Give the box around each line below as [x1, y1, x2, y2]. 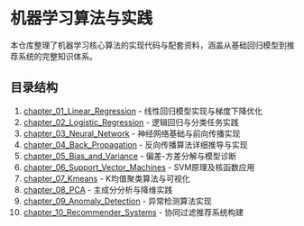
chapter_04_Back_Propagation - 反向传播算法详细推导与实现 [23, 139, 248, 149]
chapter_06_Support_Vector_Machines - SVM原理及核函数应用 [23, 161, 255, 172]
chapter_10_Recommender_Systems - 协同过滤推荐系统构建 [23, 206, 244, 217]
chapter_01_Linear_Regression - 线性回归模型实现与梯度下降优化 [23, 105, 263, 116]
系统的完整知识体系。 [17, 50, 97, 61]
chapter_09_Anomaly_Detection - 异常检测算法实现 [23, 195, 212, 206]
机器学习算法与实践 [10, 8, 153, 29]
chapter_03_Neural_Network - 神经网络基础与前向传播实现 [23, 128, 241, 139]
